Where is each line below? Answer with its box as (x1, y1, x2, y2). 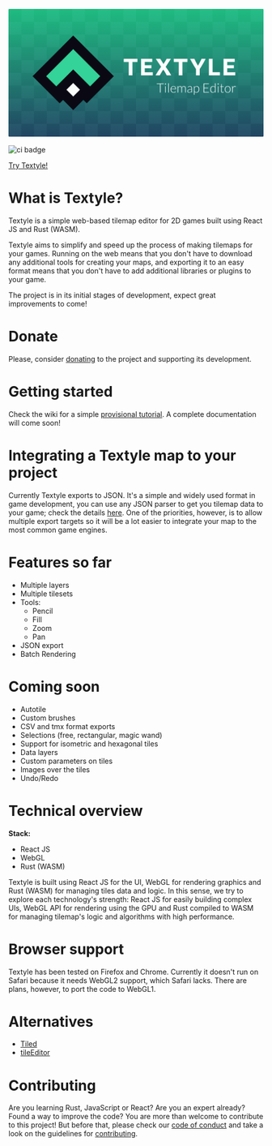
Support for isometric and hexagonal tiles (19, 739, 159, 749)
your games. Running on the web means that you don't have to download (8, 248, 253, 258)
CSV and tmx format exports (19, 721, 116, 731)
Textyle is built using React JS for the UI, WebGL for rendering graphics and (8, 877, 261, 886)
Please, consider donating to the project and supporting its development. (8, 354, 253, 363)
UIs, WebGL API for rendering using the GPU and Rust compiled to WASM (8, 903, 254, 912)
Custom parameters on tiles (19, 756, 113, 766)
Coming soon (8, 677, 100, 696)
